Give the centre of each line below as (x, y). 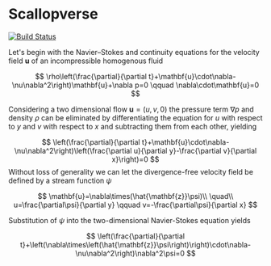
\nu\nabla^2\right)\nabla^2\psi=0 (130, 253)
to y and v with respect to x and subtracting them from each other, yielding (133, 126)
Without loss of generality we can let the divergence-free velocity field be (131, 171)
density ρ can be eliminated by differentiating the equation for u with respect (135, 117)
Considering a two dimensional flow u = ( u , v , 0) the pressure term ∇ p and (131, 109)
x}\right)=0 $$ (135, 159)
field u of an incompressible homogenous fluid (86, 61)
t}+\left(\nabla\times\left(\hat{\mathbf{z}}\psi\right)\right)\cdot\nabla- (135, 244)
